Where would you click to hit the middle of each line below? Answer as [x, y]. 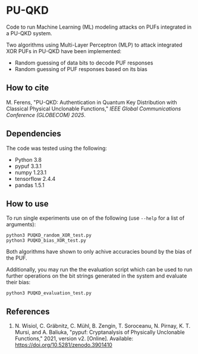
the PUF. [17, 258]
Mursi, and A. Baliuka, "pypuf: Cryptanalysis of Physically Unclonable [100, 333]
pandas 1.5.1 [29, 185]
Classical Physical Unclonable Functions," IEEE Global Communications [94, 109]
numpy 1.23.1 [30, 172]
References [28, 311]
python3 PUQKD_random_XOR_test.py [49, 236]
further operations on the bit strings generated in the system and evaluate [97, 276]
